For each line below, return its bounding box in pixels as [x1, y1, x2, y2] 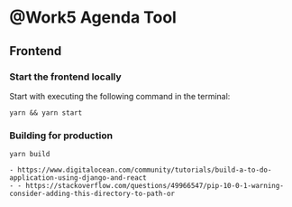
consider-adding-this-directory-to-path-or [9, 189, 176, 199]
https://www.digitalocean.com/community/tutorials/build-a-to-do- [17, 165, 272, 174]
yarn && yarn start [9, 108, 83, 118]
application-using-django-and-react [9, 174, 147, 183]
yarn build [9, 150, 50, 159]
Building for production [9, 129, 114, 142]
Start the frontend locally [9, 71, 122, 83]
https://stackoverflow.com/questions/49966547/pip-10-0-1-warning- [25, 182, 284, 191]
